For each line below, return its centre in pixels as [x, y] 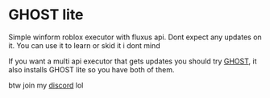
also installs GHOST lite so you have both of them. [91, 69]
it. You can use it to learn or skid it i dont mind [84, 45]
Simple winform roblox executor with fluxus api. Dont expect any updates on [135, 37]
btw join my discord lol [46, 85]
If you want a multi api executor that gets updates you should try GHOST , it [133, 61]
